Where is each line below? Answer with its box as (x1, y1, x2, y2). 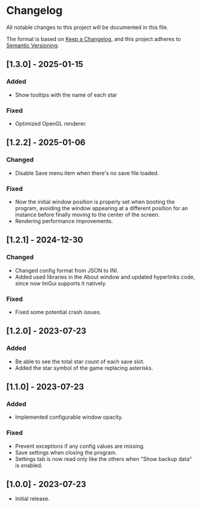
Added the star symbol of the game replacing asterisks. (14, 364, 153, 372)
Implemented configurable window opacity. (14, 413, 123, 421)
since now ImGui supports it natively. (14, 279, 107, 287)
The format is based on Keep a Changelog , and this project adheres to (6, 35, 181, 42)
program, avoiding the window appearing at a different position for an (14, 204, 188, 212)
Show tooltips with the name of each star (14, 91, 118, 98)
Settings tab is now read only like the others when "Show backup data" (14, 455, 193, 462)
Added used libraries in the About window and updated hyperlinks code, (14, 273, 196, 280)
